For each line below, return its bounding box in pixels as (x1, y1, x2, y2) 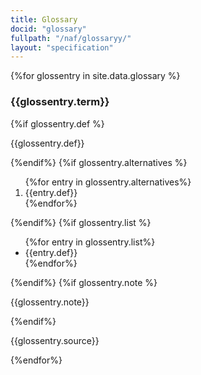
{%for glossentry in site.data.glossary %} (10, 70, 181, 82)
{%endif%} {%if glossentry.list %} (10, 216, 152, 228)
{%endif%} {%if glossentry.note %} (10, 276, 158, 288)
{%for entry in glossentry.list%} (24, 236, 156, 248)
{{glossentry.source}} (10, 334, 100, 346)
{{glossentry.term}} (10, 95, 110, 109)
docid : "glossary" (10, 24, 87, 34)
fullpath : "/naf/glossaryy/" (10, 33, 132, 43)
